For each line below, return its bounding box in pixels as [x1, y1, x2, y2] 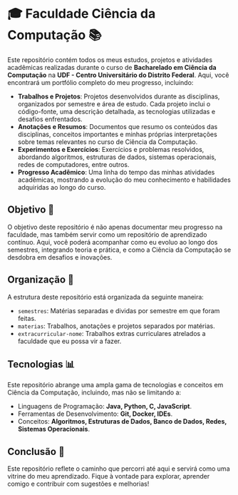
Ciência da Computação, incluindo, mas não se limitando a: [7, 388, 182, 397]
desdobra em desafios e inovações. [7, 252, 113, 261]
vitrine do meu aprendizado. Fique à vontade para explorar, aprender [7, 472, 210, 481]
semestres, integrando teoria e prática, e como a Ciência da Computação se [7, 245, 232, 254]
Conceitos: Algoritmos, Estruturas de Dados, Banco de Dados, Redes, [17, 417, 227, 426]
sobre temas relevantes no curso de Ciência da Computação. [17, 137, 198, 146]
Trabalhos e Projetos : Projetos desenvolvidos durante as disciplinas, [17, 92, 220, 101]
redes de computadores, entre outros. [17, 160, 130, 168]
